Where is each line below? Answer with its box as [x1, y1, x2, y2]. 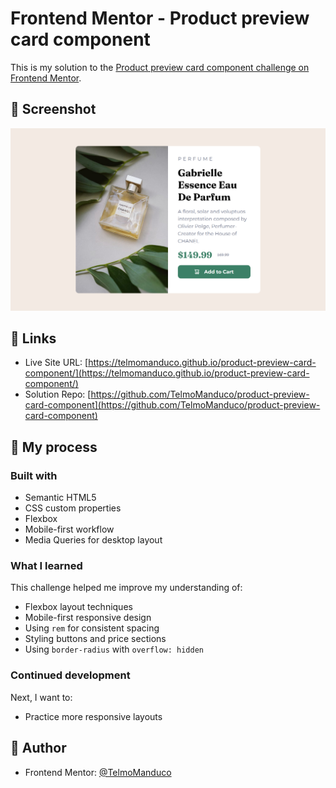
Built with [10, 468, 58, 482]
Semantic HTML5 [24, 492, 97, 504]
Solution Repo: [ [24, 388, 92, 401]
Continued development [10, 668, 131, 682]
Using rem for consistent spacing [24, 622, 160, 634]
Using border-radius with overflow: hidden [24, 643, 205, 656]
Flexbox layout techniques [24, 601, 133, 613]
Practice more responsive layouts [24, 710, 163, 722]
